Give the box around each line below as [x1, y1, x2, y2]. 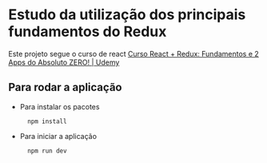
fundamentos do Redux [8, 22, 167, 41]
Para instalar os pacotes [19, 101, 100, 111]
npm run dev [27, 146, 67, 155]
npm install [27, 117, 67, 125]
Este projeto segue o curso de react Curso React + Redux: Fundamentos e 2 [8, 49, 260, 58]
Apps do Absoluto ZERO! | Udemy [8, 58, 120, 67]
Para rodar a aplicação [8, 81, 122, 94]
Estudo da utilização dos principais [8, 6, 246, 24]
